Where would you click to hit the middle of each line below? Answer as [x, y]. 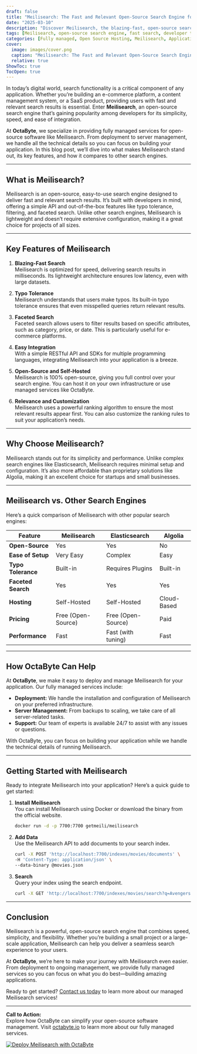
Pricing [19, 619]
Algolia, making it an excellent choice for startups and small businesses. [93, 477]
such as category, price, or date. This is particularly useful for [89, 329]
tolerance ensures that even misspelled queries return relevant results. [100, 305]
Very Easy [69, 555]
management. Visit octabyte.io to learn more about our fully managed [90, 1027]
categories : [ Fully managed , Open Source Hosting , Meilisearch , [86, 39]
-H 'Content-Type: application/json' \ [63, 860]
